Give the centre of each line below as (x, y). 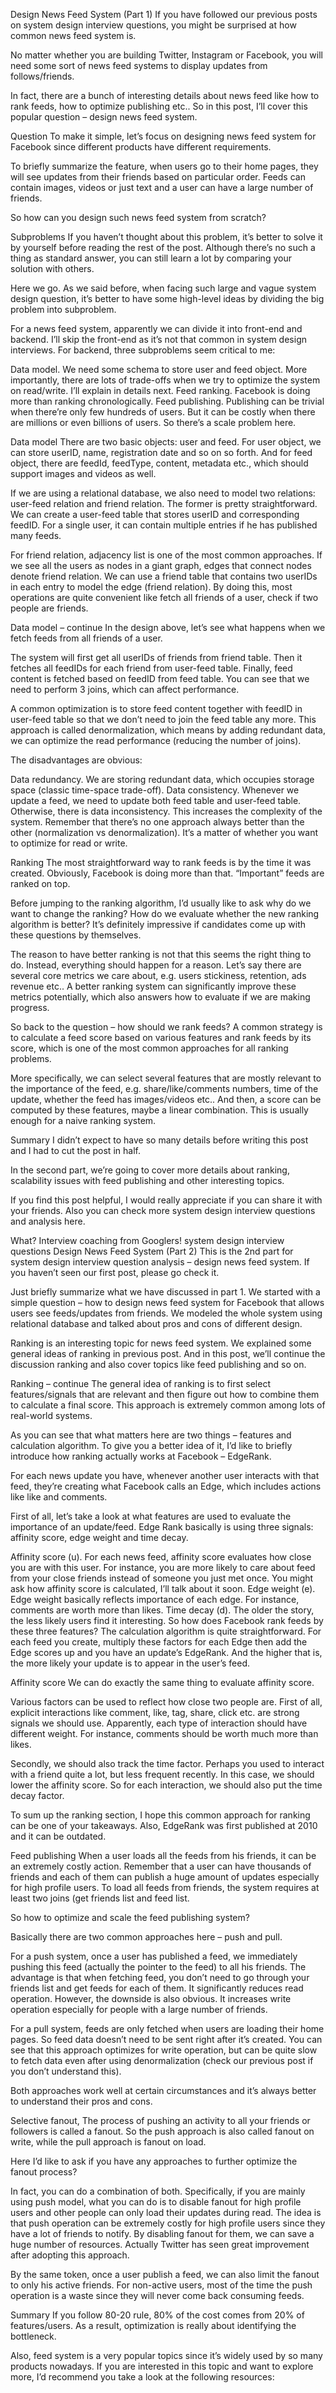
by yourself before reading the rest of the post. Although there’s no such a (163, 247)
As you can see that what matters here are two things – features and (151, 1435)
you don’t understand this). (66, 2071)
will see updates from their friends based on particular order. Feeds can (158, 177)
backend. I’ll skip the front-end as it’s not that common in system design (158, 339)
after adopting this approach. (70, 2255)
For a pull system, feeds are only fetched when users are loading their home (167, 2028)
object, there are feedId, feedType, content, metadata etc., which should (159, 463)
